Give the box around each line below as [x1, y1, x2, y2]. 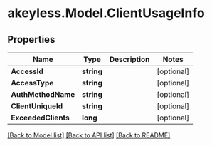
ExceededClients [11, 113, 70, 122]
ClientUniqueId [11, 101, 63, 111]
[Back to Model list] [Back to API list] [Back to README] [7, 131, 171, 140]
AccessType [11, 78, 54, 88]
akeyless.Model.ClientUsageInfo [7, 5, 205, 21]
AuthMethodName [11, 90, 75, 99]
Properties [7, 33, 55, 46]
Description [109, 55, 150, 64]
